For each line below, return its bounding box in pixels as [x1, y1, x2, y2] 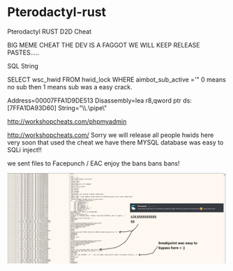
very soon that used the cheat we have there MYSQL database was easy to [7, 138, 224, 147]
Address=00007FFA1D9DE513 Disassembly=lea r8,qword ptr [7, 96, 181, 105]
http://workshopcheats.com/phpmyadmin [7, 117, 127, 126]
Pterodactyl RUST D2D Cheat [7, 27, 92, 36]
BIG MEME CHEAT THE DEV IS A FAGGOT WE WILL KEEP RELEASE [7, 41, 200, 49]
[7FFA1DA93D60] [7, 103, 57, 112]
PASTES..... [7, 48, 40, 57]
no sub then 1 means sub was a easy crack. [7, 82, 133, 91]
